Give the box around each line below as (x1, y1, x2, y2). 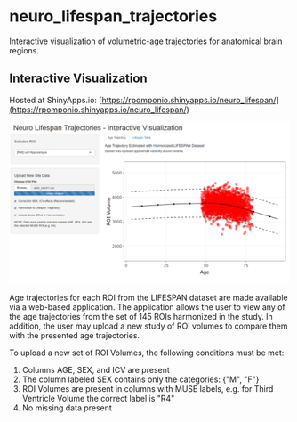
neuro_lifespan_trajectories (9, 6, 218, 27)
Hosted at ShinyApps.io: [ (9, 94, 102, 105)
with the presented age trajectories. (9, 330, 140, 341)
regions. (9, 45, 40, 55)
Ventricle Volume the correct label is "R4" (21, 394, 175, 404)
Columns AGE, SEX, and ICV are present (21, 365, 171, 376)
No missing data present (21, 402, 113, 413)
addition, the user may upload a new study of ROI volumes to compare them (9, 321, 288, 331)
